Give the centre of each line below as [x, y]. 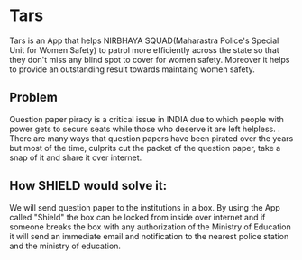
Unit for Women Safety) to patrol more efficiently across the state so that [144, 49]
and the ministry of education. [65, 246]
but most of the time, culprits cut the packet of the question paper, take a [145, 148]
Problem [34, 98]
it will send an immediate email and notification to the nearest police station [149, 236]
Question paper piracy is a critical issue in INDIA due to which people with [146, 119]
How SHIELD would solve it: [88, 186]
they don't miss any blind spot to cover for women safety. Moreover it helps [150, 59]
